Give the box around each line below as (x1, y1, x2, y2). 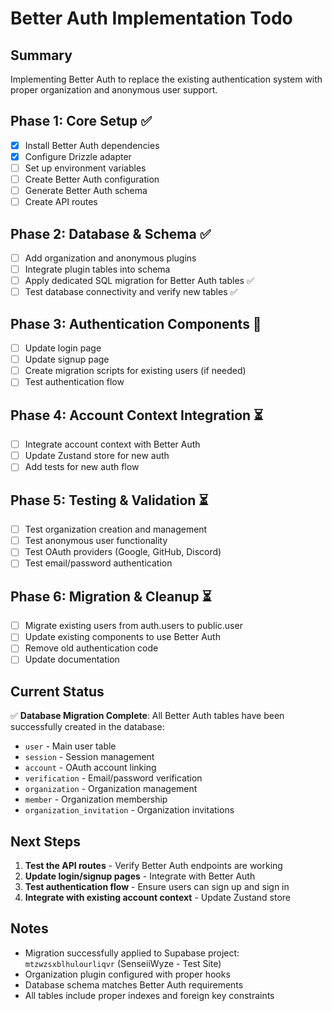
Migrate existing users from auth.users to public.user (24, 620, 243, 632)
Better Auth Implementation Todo (10, 7, 293, 30)
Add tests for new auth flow (24, 461, 140, 473)
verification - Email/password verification (24, 772, 203, 784)
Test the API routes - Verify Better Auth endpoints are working (24, 860, 283, 872)
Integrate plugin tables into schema (24, 263, 171, 276)
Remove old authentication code (24, 642, 159, 654)
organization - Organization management (24, 783, 198, 795)
